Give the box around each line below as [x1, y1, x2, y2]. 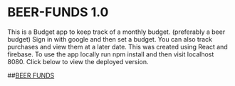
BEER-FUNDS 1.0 [7, 4, 109, 20]
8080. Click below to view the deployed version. [7, 57, 149, 66]
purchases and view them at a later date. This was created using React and [7, 42, 228, 51]
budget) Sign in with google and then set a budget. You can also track [7, 35, 212, 43]
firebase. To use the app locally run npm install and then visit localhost [7, 50, 214, 59]
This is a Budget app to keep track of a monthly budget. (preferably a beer [7, 27, 226, 36]
